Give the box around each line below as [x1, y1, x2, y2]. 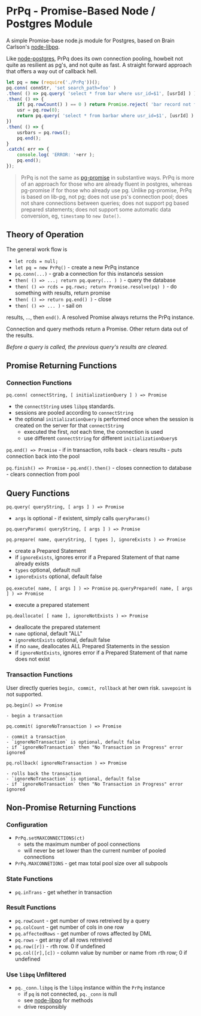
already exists [14, 560, 50, 567]
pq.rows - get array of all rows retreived [14, 936, 112, 943]
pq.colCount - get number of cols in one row [14, 923, 124, 931]
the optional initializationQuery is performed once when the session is [14, 416, 194, 423]
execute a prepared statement [14, 601, 90, 609]
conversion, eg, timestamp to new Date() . [20, 212, 121, 219]
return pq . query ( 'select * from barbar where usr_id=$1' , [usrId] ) [17, 113, 194, 119]
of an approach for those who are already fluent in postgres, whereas [20, 180, 193, 187]
